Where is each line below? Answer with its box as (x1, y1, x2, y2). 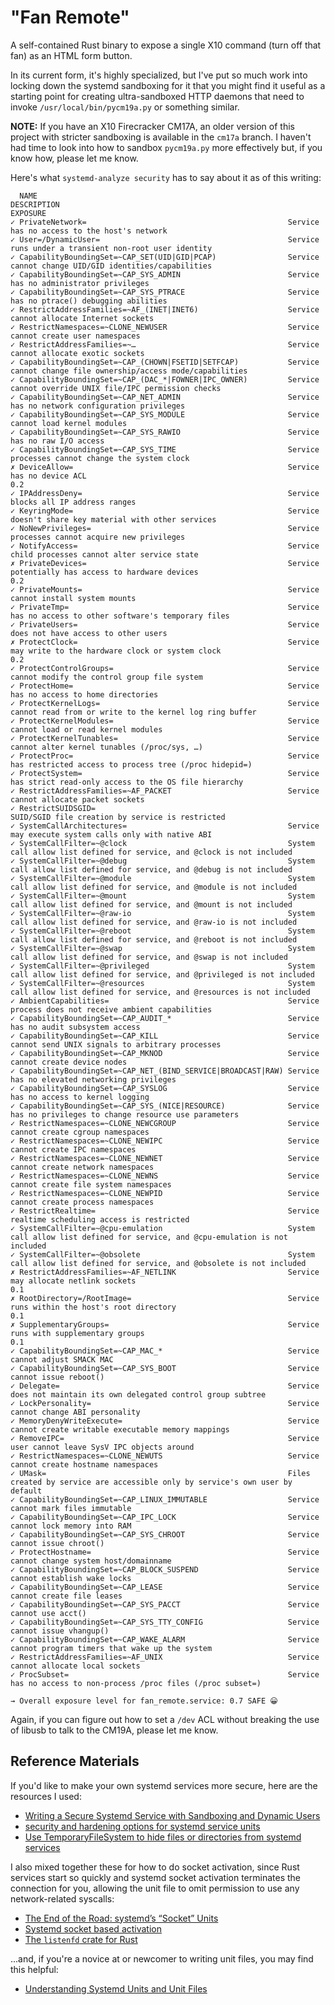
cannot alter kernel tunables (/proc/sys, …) (10, 742, 203, 752)
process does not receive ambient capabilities (10, 1004, 213, 1015)
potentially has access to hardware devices (10, 567, 199, 577)
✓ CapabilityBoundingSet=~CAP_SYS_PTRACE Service (10, 287, 320, 297)
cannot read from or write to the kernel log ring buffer (10, 707, 257, 717)
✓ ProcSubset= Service (10, 1669, 320, 1680)
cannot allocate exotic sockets (10, 348, 145, 358)
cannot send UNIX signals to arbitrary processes (10, 1039, 222, 1050)
